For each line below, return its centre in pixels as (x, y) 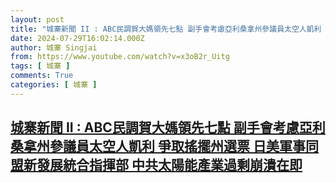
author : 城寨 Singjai (54, 47)
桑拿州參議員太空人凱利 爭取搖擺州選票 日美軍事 (158, 146)
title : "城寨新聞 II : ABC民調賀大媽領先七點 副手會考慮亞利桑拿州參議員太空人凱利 (166, 29)
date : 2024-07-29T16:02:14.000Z (77, 38)
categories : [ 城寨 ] (54, 85)
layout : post (37, 19)
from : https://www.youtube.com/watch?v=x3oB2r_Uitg (120, 57)
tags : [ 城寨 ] (40, 66)
